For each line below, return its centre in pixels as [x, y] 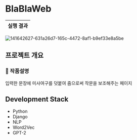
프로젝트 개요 [25, 55]
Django [20, 117]
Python [20, 111]
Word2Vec [24, 127]
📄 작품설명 [17, 71]
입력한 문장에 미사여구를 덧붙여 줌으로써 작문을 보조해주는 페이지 [69, 83]
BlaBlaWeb [28, 9]
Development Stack [37, 99]
